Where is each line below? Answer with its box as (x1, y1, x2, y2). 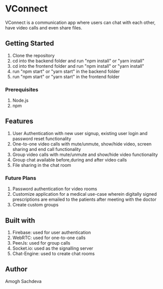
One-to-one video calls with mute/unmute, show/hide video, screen (12, 141, 152, 147)
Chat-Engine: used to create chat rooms (12, 250, 95, 257)
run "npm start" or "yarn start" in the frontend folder (12, 73, 120, 80)
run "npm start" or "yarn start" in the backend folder (12, 68, 120, 74)
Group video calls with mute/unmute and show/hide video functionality (12, 151, 158, 157)
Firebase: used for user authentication (12, 229, 91, 235)
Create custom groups (12, 202, 59, 208)
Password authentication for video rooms (12, 186, 97, 192)
